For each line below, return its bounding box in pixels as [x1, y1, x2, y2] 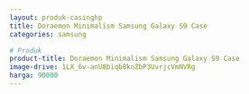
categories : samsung [9, 30, 88, 38]
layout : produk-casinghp [9, 13, 103, 22]
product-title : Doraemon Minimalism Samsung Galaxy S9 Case [9, 55, 241, 64]
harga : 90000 [9, 71, 59, 81]
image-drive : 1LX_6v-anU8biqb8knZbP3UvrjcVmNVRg [9, 63, 196, 72]
